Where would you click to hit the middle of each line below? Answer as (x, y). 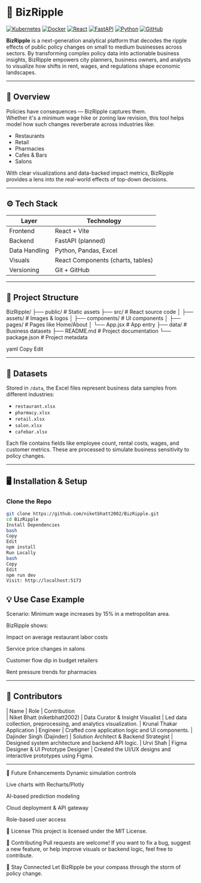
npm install (21, 547)
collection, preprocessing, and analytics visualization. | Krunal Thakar (92, 723)
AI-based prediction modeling (43, 796)
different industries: (31, 394)
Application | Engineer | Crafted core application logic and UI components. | (100, 730)
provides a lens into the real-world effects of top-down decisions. (87, 179)
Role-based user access (36, 819)
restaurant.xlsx (35, 407)
